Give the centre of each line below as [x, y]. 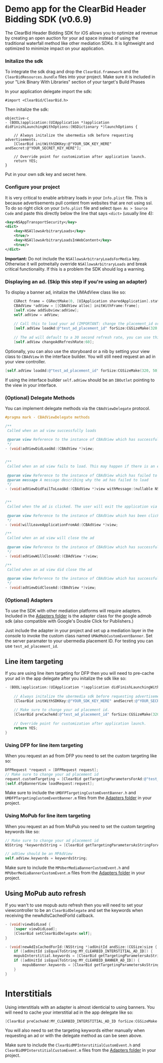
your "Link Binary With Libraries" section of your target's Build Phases [75, 82]
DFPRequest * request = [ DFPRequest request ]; [52, 770]
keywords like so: [22, 831]
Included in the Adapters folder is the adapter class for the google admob [78, 616]
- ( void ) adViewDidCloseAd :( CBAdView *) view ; [51, 588]
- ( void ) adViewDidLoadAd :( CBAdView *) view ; [50, 449]
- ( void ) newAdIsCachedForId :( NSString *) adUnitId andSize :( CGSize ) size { [81, 947]
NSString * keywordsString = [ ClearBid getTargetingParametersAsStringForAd [83, 845]
